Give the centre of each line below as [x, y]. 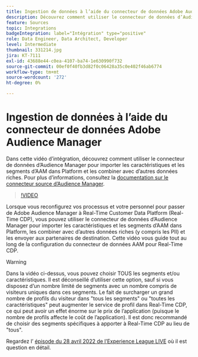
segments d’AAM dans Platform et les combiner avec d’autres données [92, 171]
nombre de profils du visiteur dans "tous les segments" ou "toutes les [90, 298]
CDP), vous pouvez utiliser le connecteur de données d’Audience [99, 219]
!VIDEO [29, 195]
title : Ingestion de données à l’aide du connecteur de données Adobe [95, 12]
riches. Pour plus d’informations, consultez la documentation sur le [88, 177]
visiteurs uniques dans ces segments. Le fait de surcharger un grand [90, 292]
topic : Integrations [32, 28]
